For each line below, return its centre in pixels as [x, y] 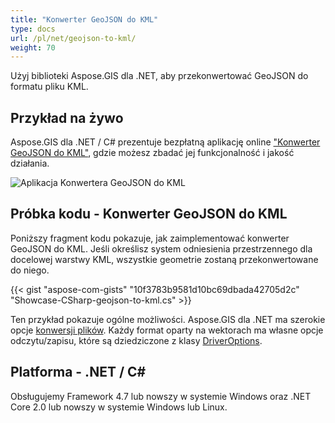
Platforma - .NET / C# [78, 372]
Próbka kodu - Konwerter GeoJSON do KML [149, 214]
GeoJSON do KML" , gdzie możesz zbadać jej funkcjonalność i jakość [152, 153]
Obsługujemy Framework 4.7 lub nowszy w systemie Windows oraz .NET [161, 396]
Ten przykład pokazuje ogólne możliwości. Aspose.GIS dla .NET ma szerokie [168, 319]
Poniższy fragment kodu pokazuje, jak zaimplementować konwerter [150, 238]
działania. [30, 163]
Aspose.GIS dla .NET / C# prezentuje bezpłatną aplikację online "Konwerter [165, 142]
